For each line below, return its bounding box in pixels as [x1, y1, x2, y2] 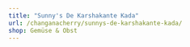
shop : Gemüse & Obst [8, 26, 78, 34]
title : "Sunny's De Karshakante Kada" [8, 11, 139, 20]
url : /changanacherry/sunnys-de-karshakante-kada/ [8, 19, 183, 27]
